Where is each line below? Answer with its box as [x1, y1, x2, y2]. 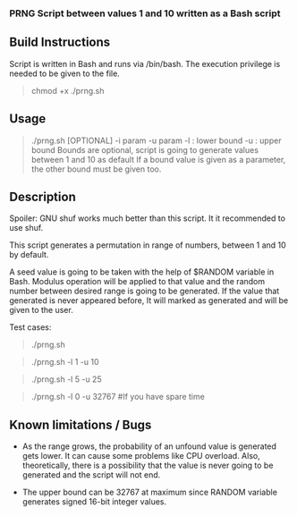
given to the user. [9, 305, 73, 316]
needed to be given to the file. [9, 68, 121, 79]
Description [9, 189, 76, 204]
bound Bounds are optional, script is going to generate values [30, 144, 259, 155]
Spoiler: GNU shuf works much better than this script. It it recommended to [9, 213, 286, 224]
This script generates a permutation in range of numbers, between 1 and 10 [9, 240, 286, 250]
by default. [9, 250, 49, 260]
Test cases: [9, 322, 52, 333]
